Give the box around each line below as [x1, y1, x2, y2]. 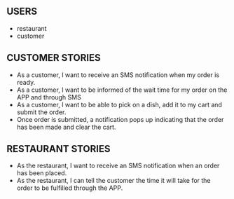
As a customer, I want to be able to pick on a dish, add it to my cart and [16, 100, 222, 109]
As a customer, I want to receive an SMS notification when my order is [16, 70, 220, 79]
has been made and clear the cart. [16, 123, 116, 131]
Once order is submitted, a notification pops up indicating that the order [16, 115, 224, 123]
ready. [16, 78, 36, 86]
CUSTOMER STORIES [6, 52, 101, 64]
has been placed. [16, 169, 67, 177]
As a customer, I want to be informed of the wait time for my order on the [16, 85, 228, 94]
